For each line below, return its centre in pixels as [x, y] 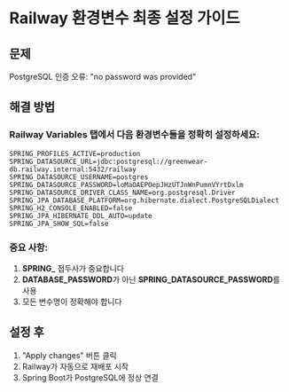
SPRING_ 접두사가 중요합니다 [73, 268]
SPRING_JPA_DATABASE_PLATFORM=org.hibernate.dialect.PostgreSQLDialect [144, 200]
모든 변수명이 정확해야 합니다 [72, 302]
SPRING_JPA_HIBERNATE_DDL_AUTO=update [81, 216]
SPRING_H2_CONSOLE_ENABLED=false [71, 208]
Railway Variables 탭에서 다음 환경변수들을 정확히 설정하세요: [134, 135]
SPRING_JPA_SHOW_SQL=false [59, 223]
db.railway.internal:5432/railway [73, 169]
